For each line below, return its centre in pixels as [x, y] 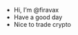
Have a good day [38, 17]
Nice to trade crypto [42, 24]
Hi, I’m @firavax [36, 10]
